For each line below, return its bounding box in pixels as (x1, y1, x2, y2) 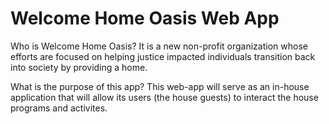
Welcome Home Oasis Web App (10, 7, 280, 30)
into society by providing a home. (10, 61, 148, 73)
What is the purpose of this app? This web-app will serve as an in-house (10, 80, 310, 92)
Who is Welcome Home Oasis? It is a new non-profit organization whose (10, 40, 308, 52)
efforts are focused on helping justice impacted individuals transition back (10, 50, 316, 62)
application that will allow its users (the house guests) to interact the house (10, 91, 319, 103)
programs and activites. (10, 102, 108, 114)
